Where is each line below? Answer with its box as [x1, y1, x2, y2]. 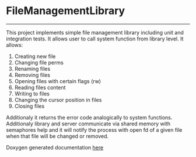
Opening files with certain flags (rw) [14, 77, 101, 84]
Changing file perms [14, 59, 64, 66]
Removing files [14, 71, 51, 78]
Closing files [14, 103, 45, 110]
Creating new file [14, 53, 56, 60]
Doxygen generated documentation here [6, 144, 104, 151]
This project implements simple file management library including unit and [6, 29, 184, 36]
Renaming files [14, 65, 51, 72]
